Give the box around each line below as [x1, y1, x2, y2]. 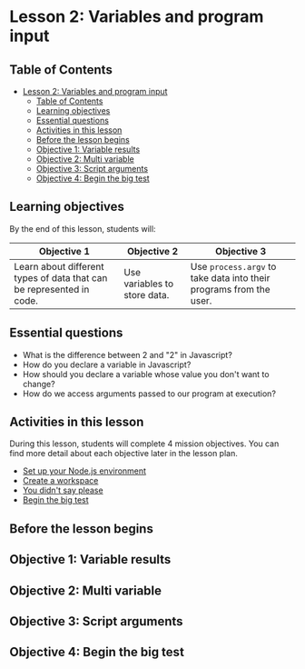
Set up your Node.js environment [22, 465, 147, 476]
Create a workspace [22, 475, 99, 486]
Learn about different [14, 260, 104, 273]
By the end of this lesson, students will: [9, 223, 156, 234]
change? [22, 378, 56, 389]
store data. [123, 288, 170, 301]
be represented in [14, 283, 90, 295]
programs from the [190, 283, 271, 295]
